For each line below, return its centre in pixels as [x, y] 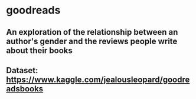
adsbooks [25, 89]
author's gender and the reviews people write [92, 41]
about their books [39, 50]
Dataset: [22, 70]
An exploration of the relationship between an [92, 32]
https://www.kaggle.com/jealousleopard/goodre [98, 79]
